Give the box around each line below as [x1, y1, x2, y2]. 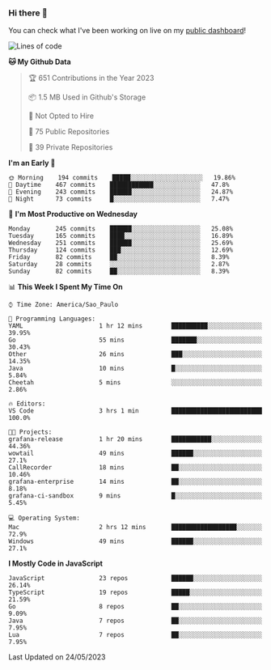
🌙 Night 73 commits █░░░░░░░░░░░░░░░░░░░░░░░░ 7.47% [8, 195, 230, 203]
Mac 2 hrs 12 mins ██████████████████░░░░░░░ [8, 524, 263, 532]
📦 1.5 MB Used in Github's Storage [28, 92, 146, 102]
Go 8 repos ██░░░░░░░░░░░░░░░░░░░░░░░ [8, 603, 263, 611]
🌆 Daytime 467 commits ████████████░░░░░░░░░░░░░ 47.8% [8, 181, 230, 189]
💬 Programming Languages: [8, 315, 95, 323]
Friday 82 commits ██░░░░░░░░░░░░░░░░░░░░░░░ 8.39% [8, 253, 230, 261]
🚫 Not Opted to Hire [28, 111, 95, 121]
